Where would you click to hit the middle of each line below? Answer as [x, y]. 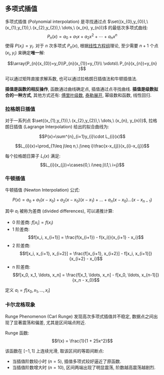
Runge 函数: [17, 333]
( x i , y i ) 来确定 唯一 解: [25, 53]
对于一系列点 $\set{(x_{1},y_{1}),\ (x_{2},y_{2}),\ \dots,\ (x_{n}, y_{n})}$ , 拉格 [81, 121]
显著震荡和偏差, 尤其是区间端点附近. [50, 322]
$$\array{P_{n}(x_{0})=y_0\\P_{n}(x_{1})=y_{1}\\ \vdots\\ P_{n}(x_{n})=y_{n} [82, 63]
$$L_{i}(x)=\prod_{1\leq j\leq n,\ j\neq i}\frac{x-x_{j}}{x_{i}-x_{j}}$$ [82, 146]
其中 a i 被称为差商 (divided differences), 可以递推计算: [59, 212]
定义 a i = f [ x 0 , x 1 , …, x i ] [28, 291]
